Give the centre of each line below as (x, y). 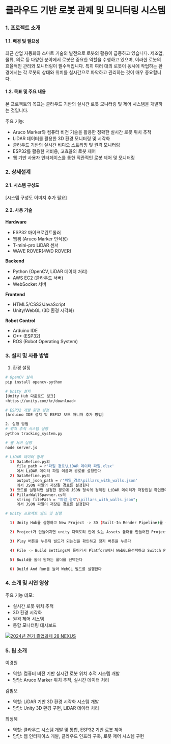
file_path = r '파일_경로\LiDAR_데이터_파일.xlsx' (65, 466)
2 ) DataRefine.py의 (30, 476)
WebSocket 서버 (30, 284)
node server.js (21, 447)
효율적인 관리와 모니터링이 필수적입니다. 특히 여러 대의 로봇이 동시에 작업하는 (81, 66)
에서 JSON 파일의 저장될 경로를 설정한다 (53, 485)
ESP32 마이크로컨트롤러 (37, 232)
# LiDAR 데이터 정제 (24, 457)
